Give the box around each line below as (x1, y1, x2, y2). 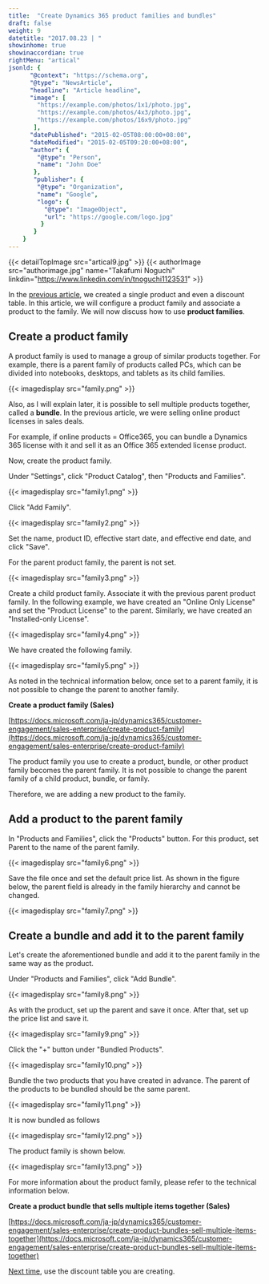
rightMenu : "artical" (8, 57, 81, 65)
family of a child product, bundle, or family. (8, 774, 151, 783)
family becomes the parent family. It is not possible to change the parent (8, 765, 247, 775)
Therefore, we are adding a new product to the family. (8, 789, 187, 799)
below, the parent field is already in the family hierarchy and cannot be (8, 882, 241, 892)
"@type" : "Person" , (37, 153, 102, 161)
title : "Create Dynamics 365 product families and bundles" (8, 11, 217, 20)
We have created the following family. (8, 645, 133, 654)
